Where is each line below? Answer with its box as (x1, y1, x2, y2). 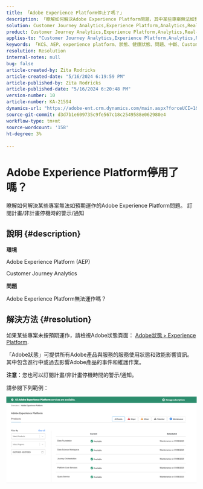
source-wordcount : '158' (6, 124, 69, 130)
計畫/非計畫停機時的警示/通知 (11, 209, 85, 217)
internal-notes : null (6, 54, 61, 60)
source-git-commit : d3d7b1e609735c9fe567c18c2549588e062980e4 (6, 112, 166, 118)
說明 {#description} (6, 229, 82, 239)
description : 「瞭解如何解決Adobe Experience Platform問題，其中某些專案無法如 (6, 16, 195, 22)
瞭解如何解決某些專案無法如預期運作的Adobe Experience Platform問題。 (6, 202, 186, 209)
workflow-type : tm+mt (6, 118, 61, 124)
